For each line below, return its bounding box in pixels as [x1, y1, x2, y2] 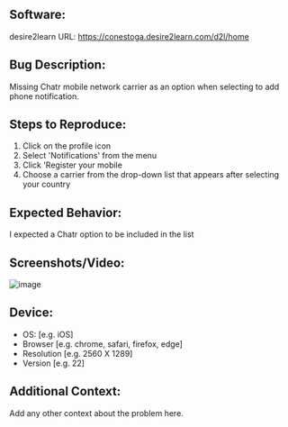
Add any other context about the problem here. [9, 407, 184, 418]
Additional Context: [9, 384, 121, 399]
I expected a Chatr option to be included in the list [9, 229, 194, 240]
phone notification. [9, 90, 79, 102]
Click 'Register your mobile [22, 159, 123, 170]
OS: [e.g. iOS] [22, 329, 74, 340]
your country [22, 179, 71, 190]
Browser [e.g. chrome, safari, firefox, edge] [22, 338, 183, 350]
